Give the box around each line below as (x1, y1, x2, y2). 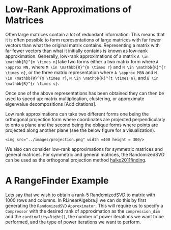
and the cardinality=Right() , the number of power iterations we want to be (5, 213, 164, 219)
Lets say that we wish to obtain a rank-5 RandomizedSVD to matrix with (5, 192, 155, 198)
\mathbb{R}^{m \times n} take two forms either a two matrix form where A (5, 58, 159, 64)
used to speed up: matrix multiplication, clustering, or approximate (5, 96, 145, 102)
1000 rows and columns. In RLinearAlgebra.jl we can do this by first (5, 197, 147, 203)
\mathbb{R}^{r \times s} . (5, 80, 60, 86)
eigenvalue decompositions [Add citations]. (5, 101, 97, 107)
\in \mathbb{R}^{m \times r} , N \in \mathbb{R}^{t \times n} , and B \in (5, 75, 159, 81)
